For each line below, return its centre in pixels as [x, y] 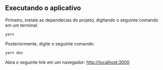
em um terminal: [22, 25]
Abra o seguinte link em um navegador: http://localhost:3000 [67, 62]
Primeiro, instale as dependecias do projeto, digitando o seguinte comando [82, 20]
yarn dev [14, 53]
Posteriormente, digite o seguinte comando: [50, 43]
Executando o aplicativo [43, 8]
